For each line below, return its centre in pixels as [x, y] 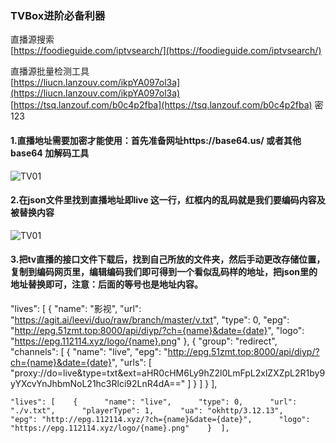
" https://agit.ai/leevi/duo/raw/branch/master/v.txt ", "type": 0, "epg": [150, 319]
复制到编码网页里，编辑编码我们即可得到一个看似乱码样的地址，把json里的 [164, 272]
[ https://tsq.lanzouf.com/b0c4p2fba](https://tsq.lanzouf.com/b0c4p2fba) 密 [167, 105]
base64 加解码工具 [50, 153]
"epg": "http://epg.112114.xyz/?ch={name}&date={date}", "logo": [160, 419]
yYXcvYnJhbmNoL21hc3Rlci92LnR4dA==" [98, 383]
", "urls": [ [131, 362]
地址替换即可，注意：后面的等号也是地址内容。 [106, 284]
